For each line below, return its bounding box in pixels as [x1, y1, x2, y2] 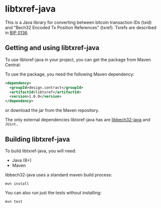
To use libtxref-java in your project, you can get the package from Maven [5, 57, 151, 63]
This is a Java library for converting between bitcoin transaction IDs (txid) [5, 19, 152, 25]
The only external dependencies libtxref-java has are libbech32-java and [5, 117, 150, 123]
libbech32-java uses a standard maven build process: [5, 172, 113, 177]
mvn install [5, 181, 29, 186]
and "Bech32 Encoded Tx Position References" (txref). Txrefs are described [5, 24, 157, 30]
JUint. [5, 122, 18, 127]
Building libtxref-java [5, 135, 70, 144]
